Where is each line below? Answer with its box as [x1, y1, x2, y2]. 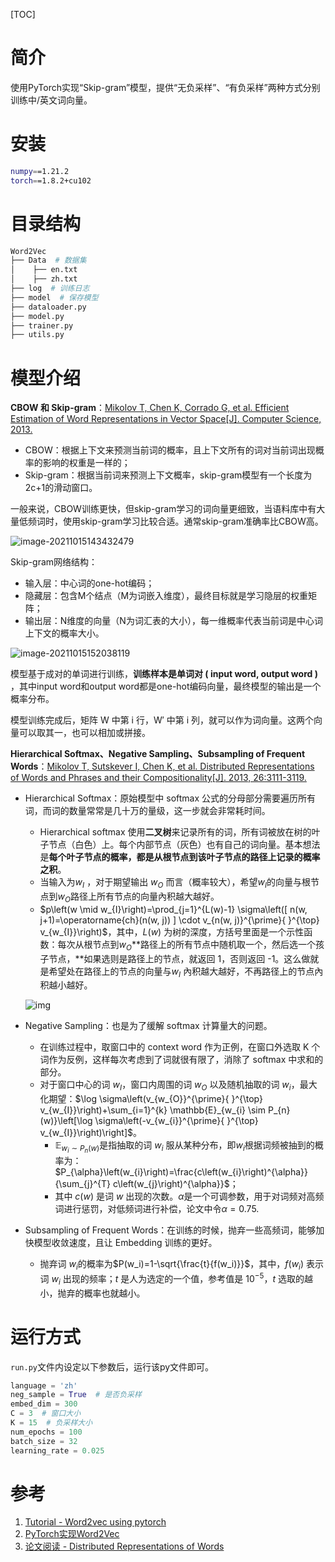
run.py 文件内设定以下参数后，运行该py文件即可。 [10, 1360, 215, 1373]
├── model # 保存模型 [10, 292, 99, 303]
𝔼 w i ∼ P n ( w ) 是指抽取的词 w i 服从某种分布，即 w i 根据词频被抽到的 [54, 1139, 315, 1155]
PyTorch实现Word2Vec [24, 1528, 120, 1540]
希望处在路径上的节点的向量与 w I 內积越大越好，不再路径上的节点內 [48, 965, 324, 979]
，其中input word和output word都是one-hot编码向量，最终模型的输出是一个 [10, 680, 322, 693]
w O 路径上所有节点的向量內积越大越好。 [57, 890, 220, 904]
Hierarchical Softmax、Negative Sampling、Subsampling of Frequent [10, 748, 306, 760]
